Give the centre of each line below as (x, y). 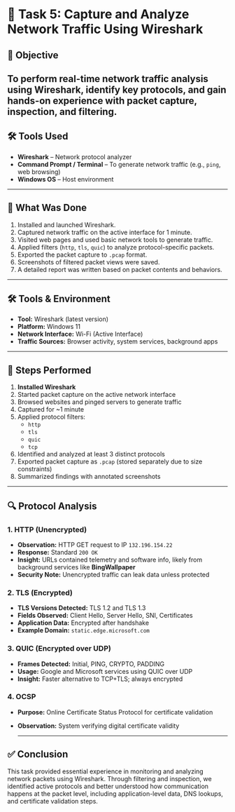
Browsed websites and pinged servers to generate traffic (99, 402)
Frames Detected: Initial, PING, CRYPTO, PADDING (91, 664)
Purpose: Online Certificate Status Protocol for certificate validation (115, 712)
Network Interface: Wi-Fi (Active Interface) (80, 334)
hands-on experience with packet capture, (102, 101)
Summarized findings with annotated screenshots (89, 477)
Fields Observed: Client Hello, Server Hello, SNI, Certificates (105, 616)
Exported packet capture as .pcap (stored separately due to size (110, 461)
